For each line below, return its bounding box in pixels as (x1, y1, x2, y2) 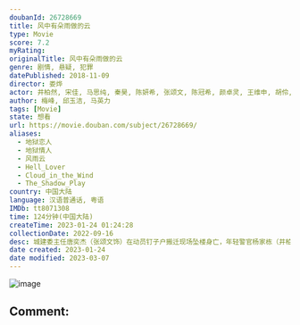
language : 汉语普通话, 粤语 (9, 196, 104, 205)
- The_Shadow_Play (17, 179, 87, 188)
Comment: (9, 304, 70, 320)
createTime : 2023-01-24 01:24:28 (9, 221, 134, 229)
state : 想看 (9, 112, 51, 121)
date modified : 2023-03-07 (9, 254, 110, 263)
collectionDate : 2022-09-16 (9, 229, 114, 237)
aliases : (9, 129, 42, 138)
